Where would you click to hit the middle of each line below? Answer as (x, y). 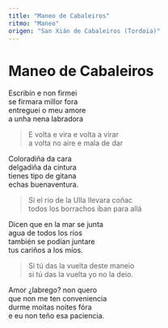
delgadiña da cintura (42, 167)
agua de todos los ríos (46, 233)
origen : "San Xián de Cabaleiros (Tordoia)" (84, 31)
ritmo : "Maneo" (34, 23)
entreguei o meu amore (47, 111)
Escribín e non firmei (43, 93)
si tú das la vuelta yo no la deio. (80, 275)
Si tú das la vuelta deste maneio (81, 266)
